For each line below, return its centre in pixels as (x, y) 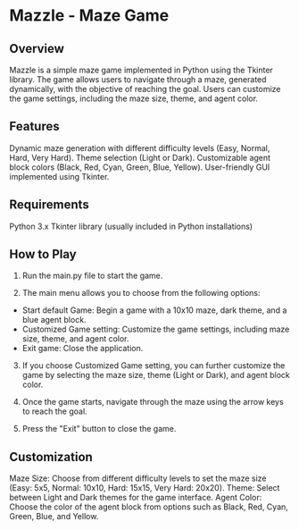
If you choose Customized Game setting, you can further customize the (154, 366)
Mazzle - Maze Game (89, 16)
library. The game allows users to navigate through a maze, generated (138, 80)
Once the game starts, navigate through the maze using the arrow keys (153, 402)
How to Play (43, 254)
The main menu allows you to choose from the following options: (141, 293)
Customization (51, 457)
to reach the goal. (54, 411)
